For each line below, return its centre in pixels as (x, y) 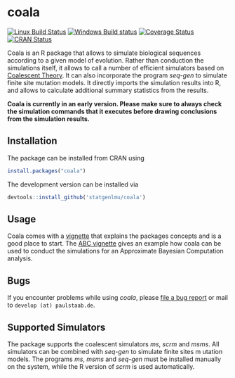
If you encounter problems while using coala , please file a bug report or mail (117, 298)
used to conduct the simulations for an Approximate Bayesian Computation (116, 251)
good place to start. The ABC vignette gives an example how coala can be (114, 244)
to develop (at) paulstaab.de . (51, 305)
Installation (32, 141)
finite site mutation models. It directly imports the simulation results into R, (114, 82)
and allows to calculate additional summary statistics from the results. (108, 90)
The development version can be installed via (73, 184)
